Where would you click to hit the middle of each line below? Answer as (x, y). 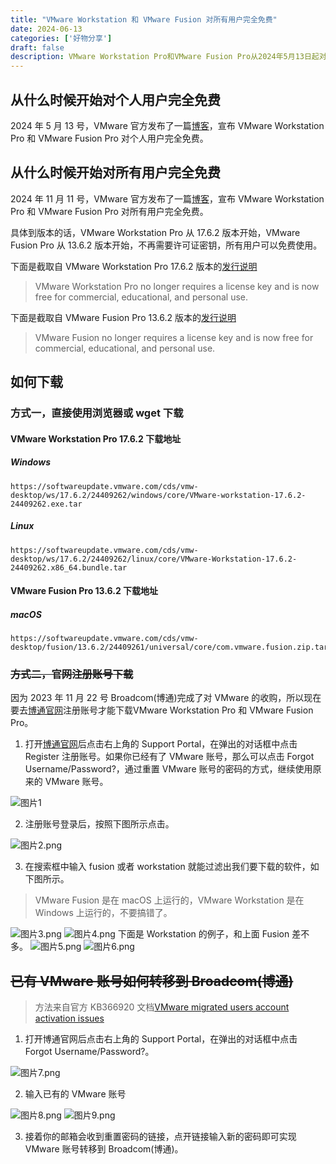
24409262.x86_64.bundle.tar (69, 567)
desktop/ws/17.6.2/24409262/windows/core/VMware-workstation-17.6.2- (158, 495)
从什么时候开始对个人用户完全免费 (115, 99)
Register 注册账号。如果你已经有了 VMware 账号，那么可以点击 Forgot (169, 757)
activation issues (69, 1018)
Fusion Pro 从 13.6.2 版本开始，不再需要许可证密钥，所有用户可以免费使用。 (166, 245)
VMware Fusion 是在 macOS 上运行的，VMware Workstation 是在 (169, 900)
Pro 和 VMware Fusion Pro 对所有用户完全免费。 (109, 211)
